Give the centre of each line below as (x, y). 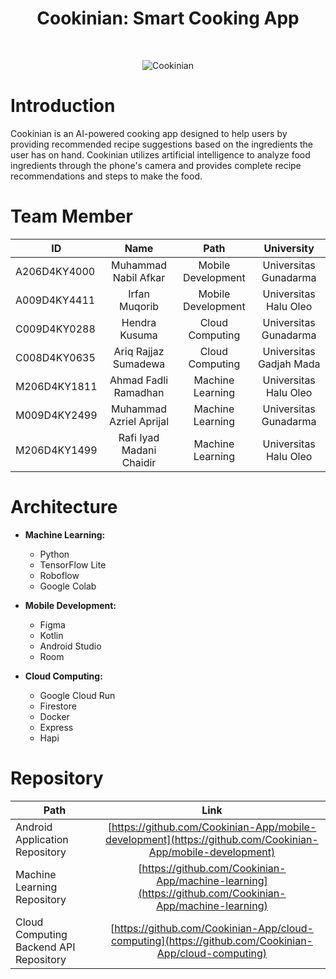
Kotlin (51, 635)
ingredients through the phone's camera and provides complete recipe (156, 165)
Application (42, 839)
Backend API (45, 947)
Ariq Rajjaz (139, 351)
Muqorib (139, 306)
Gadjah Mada (289, 364)
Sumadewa (139, 364)
